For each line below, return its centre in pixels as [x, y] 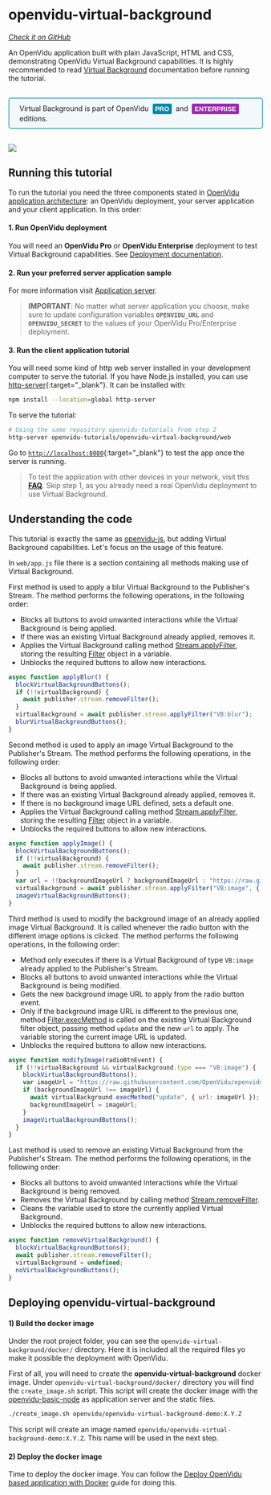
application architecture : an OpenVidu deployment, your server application [131, 201]
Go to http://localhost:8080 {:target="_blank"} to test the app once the [126, 453]
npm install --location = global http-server [82, 400]
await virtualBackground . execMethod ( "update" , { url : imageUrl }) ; [145, 1098]
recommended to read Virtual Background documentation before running [129, 69]
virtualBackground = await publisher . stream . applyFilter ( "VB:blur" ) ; [134, 715]
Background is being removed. [71, 1191]
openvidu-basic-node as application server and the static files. [112, 1399]
